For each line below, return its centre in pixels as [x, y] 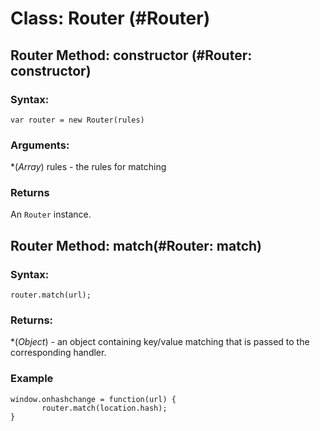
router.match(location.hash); [104, 408]
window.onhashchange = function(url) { [93, 399]
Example [32, 379]
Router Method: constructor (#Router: [131, 55]
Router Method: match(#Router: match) [136, 245]
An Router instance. [51, 214]
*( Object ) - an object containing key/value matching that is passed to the [160, 342]
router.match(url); [51, 295]
